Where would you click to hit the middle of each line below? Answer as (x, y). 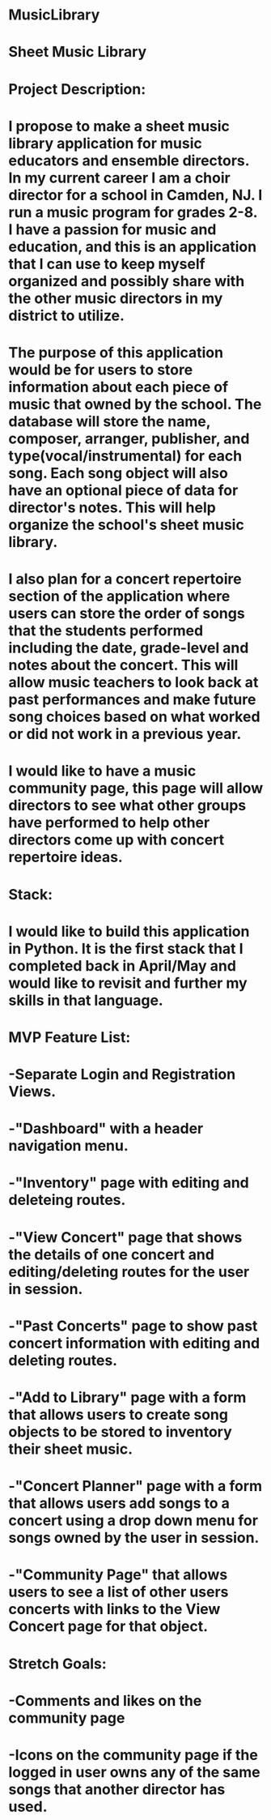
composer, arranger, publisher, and (129, 438)
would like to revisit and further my (128, 983)
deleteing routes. (67, 1200)
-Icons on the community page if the (133, 1755)
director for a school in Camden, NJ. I (135, 195)
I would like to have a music (102, 771)
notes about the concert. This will (123, 665)
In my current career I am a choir (119, 178)
